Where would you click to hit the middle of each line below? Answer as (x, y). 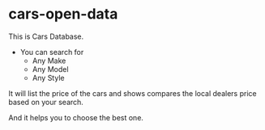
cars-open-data (63, 14)
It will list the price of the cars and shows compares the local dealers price (132, 93)
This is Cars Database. (46, 36)
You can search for (52, 52)
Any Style (48, 78)
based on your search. (46, 102)
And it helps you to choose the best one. (76, 117)
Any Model (50, 69)
